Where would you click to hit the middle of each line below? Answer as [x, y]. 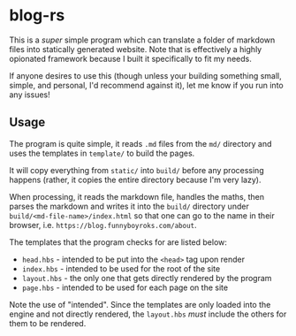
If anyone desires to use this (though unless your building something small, [146, 75]
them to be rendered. [48, 323]
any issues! [30, 95]
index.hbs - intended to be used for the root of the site [121, 268]
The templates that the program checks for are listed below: [118, 242]
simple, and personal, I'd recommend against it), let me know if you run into [147, 85]
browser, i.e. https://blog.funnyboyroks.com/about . [103, 225]
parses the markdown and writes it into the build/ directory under [129, 206]
